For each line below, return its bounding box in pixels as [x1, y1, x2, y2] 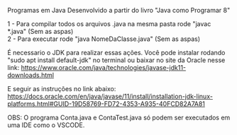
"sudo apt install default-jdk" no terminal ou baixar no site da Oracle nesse [7, 56, 226, 64]
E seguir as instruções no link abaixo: [7, 85, 116, 93]
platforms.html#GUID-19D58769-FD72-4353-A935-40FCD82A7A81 [7, 100, 206, 108]
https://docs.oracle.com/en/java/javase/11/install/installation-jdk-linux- [7, 92, 213, 100]
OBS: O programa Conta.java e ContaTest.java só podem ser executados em [7, 113, 231, 122]
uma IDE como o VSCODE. [7, 121, 85, 129]
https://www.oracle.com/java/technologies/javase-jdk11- [21, 64, 187, 71]
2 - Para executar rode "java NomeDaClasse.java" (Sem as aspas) [7, 35, 201, 43]
